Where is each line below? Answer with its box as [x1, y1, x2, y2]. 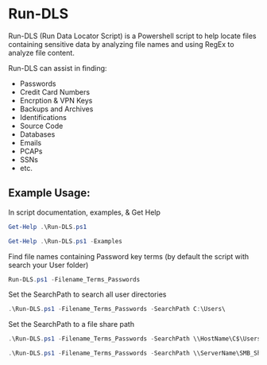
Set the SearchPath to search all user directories [8, 289, 167, 299]
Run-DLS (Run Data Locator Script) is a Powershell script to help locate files [8, 31, 257, 41]
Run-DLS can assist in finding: [8, 63, 107, 72]
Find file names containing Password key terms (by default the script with [8, 251, 249, 261]
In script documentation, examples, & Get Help [8, 208, 161, 217]
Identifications [19, 112, 68, 122]
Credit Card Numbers [19, 87, 90, 96]
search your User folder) [8, 260, 89, 270]
